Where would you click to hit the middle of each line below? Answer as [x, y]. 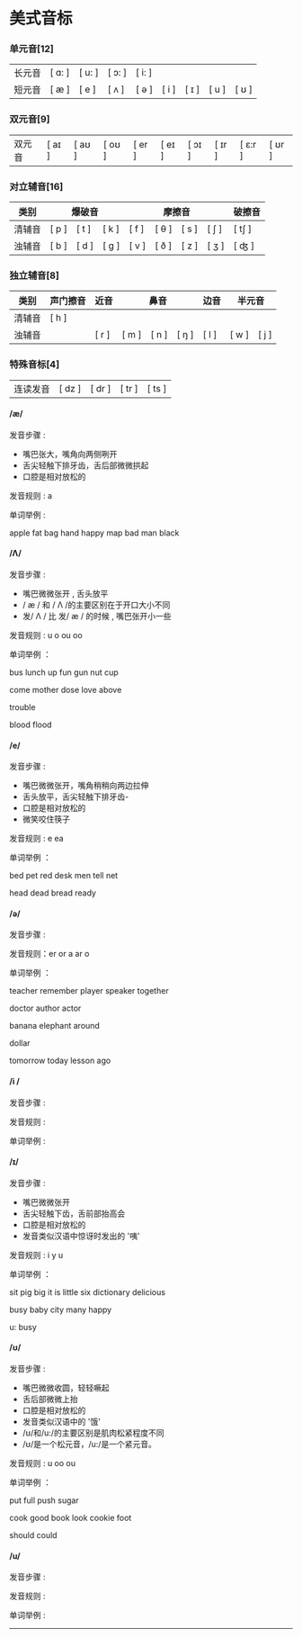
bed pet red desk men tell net [64, 876]
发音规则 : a [31, 495]
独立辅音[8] [35, 275]
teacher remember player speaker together [89, 991]
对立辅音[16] [36, 186]
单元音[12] [31, 49]
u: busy [23, 1327]
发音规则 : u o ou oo [46, 635]
